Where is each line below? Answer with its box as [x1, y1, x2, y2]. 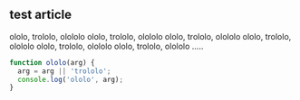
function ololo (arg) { [9, 58, 95, 67]
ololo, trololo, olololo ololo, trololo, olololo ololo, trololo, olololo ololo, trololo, [9, 31, 292, 41]
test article [9, 7, 73, 23]
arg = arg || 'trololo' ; [17, 67, 111, 76]
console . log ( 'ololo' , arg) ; [17, 75, 124, 84]
